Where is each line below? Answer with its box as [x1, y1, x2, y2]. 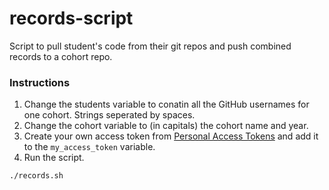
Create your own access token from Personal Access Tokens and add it [23, 130, 319, 142]
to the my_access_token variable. [23, 141, 156, 153]
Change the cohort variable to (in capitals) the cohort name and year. [23, 120, 309, 132]
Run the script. [23, 152, 85, 164]
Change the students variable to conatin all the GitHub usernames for [23, 98, 310, 111]
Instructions [9, 75, 71, 89]
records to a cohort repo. [9, 50, 113, 62]
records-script [9, 7, 134, 30]
